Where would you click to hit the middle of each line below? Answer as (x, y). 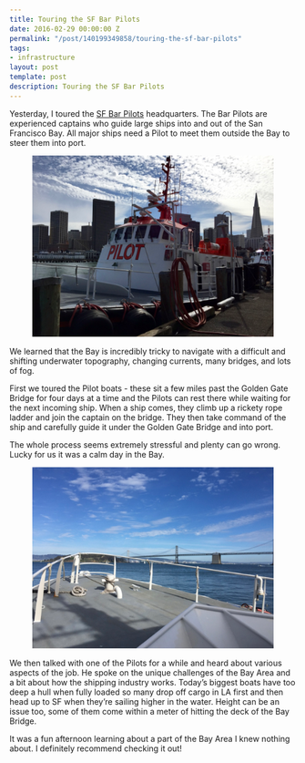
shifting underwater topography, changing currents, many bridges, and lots (150, 361)
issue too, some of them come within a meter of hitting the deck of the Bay (149, 711)
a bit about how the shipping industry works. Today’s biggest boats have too (152, 682)
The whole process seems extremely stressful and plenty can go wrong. (145, 444)
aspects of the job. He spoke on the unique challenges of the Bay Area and (150, 672)
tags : (20, 48)
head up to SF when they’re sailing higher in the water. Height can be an (145, 701)
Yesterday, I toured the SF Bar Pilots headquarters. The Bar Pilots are (138, 113)
